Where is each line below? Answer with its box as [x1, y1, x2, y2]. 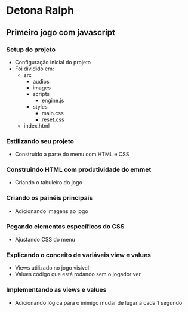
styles [32, 103, 48, 110]
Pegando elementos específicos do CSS [6, 222, 125, 230]
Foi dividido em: [14, 65, 54, 72]
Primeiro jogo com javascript [6, 27, 115, 38]
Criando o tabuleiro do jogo [14, 179, 82, 186]
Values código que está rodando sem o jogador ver [14, 271, 141, 278]
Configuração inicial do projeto [14, 58, 91, 66]
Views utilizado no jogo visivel [14, 264, 90, 271]
